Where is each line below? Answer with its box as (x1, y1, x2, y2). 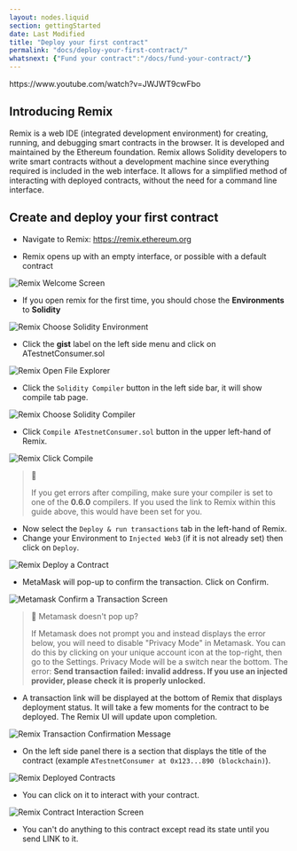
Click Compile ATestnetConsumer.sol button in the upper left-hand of (21, 426, 272, 437)
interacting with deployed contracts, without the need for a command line (9, 175, 277, 185)
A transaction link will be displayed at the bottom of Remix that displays (21, 692, 283, 703)
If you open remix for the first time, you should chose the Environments (21, 295, 285, 305)
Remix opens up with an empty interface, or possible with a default (21, 250, 267, 262)
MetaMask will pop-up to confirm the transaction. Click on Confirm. (21, 576, 269, 587)
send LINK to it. (21, 833, 79, 844)
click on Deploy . (21, 542, 80, 553)
